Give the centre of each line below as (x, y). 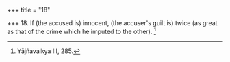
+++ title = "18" (29, 10)
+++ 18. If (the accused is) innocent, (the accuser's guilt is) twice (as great (112, 23)
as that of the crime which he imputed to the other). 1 (81, 31)
